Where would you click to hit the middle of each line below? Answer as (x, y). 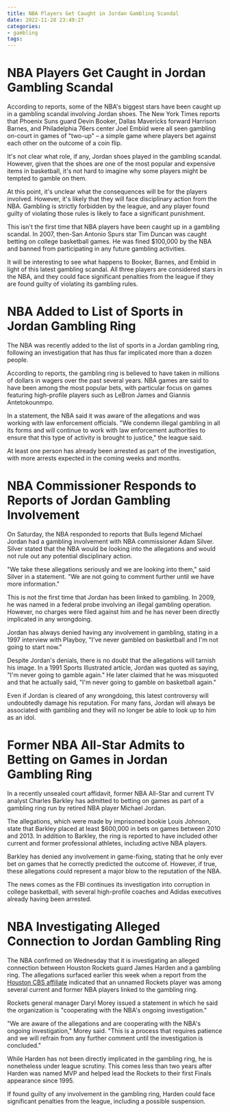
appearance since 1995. (41, 1080)
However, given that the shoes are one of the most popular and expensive (111, 164)
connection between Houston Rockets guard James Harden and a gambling (114, 967)
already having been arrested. (50, 899)
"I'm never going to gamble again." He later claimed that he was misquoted (113, 674)
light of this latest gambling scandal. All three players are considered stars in (115, 269)
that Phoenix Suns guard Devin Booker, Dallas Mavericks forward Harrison (112, 122)
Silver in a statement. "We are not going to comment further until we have (111, 576)
